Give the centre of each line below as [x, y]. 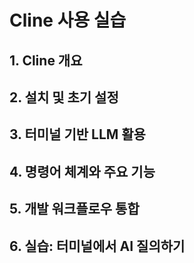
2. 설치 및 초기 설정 [64, 97]
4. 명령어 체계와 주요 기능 [82, 171]
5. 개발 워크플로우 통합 [74, 209]
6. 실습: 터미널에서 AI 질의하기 [97, 246]
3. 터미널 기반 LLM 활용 [77, 134]
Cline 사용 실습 [68, 20]
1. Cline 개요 [46, 60]
